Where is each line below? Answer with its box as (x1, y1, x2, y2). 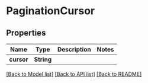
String (34, 55, 52, 63)
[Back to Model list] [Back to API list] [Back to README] (6, 71, 142, 78)
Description (57, 46, 91, 53)
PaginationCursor (6, 4, 95, 18)
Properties (6, 28, 46, 38)
